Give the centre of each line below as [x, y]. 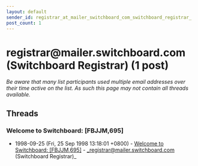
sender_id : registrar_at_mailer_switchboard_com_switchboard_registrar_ [99, 17]
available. [19, 95]
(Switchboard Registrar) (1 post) [88, 65]
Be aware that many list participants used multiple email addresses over [96, 82]
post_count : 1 [24, 23]
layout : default [26, 12]
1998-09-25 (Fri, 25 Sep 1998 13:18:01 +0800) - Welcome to [89, 144]
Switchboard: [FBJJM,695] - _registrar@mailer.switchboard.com [95, 150]
